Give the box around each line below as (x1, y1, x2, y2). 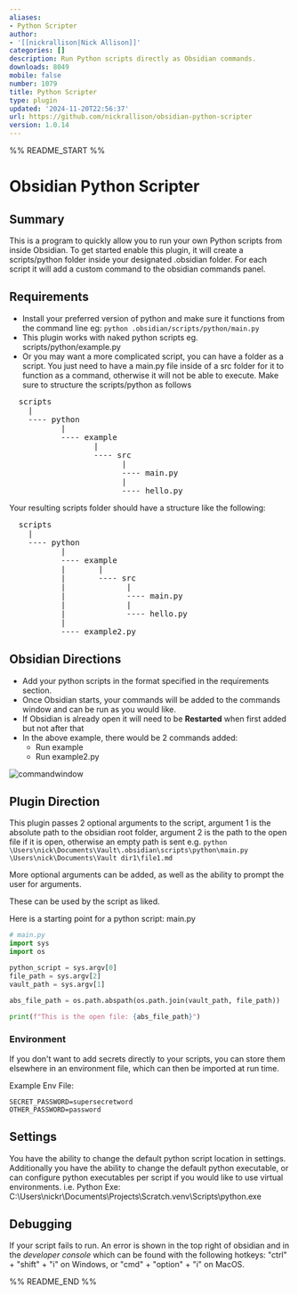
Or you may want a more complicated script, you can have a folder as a (21, 351, 285, 362)
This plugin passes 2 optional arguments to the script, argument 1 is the (9, 818, 271, 828)
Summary (9, 211, 65, 227)
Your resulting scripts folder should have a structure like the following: (9, 502, 266, 513)
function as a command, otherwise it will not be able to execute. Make (21, 370, 279, 380)
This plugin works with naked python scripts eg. (21, 331, 198, 343)
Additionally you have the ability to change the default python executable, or (9, 1162, 289, 1173)
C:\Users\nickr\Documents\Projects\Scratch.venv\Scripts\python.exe (9, 1191, 262, 1201)
